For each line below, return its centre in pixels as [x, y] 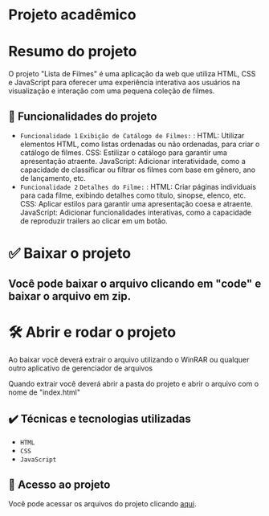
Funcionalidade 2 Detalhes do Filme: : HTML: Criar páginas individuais [138, 186]
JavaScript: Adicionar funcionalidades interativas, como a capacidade [135, 212]
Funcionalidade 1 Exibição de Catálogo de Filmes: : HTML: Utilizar [132, 135]
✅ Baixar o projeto [69, 254]
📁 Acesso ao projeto [59, 484]
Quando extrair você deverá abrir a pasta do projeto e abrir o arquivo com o [134, 384]
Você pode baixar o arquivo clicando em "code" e [135, 283]
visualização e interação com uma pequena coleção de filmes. [112, 91]
